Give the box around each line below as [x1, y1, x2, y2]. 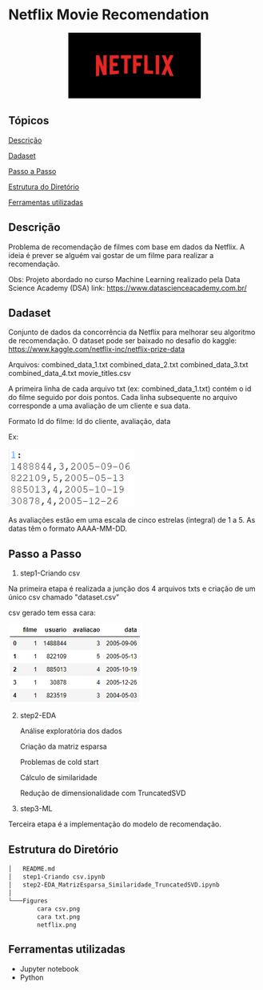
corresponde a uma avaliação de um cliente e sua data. [8, 401, 191, 410]
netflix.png [37, 921, 78, 929]
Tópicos [8, 114, 50, 127]
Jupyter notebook [19, 964, 79, 973]
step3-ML [19, 804, 54, 814]
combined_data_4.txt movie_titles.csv [8, 369, 132, 378]
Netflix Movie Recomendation [8, 6, 209, 24]
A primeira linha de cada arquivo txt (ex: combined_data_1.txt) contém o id [8, 384, 252, 394]
